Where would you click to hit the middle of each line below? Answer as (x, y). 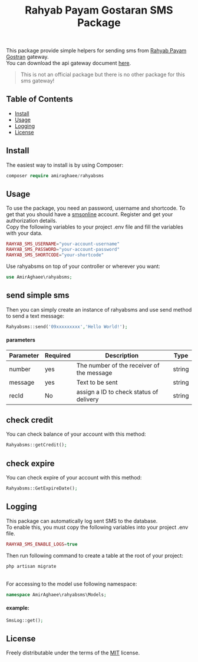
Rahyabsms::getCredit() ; (37, 445)
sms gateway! (37, 81)
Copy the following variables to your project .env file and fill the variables (95, 227)
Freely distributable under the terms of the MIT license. (73, 653)
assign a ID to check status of (117, 392)
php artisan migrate (32, 566)
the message (94, 373)
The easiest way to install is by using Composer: (65, 165)
